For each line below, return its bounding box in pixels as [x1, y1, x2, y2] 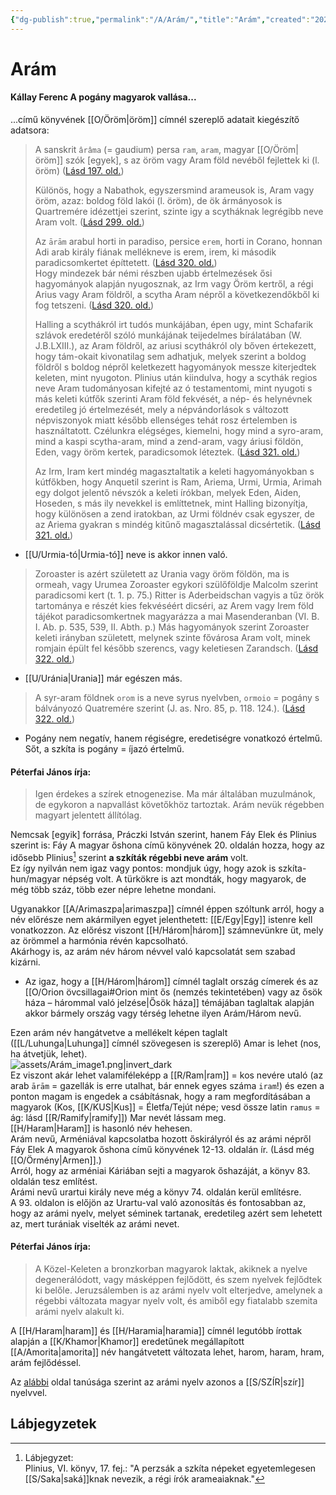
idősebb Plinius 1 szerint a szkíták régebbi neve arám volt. [10, 850, 249, 863]
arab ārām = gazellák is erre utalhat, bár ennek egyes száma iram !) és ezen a [10, 1079, 325, 1091]
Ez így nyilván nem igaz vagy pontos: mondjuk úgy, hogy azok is [10, 862, 277, 874]
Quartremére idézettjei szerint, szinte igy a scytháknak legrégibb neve [34, 206, 324, 218]
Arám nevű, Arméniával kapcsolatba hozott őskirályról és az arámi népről [10, 1132, 312, 1145]
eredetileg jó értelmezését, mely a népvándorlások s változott [34, 404, 289, 416]
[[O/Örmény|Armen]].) [10, 1154, 102, 1166]
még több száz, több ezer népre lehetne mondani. [10, 883, 217, 895]
